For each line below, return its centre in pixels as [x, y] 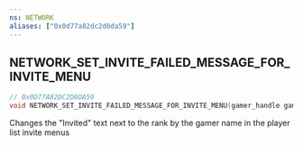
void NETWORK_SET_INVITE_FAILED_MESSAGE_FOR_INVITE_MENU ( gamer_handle [145, 106]
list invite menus [40, 132]
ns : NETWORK [32, 18]
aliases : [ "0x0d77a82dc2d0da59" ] [72, 26]
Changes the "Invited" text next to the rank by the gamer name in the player [150, 123]
